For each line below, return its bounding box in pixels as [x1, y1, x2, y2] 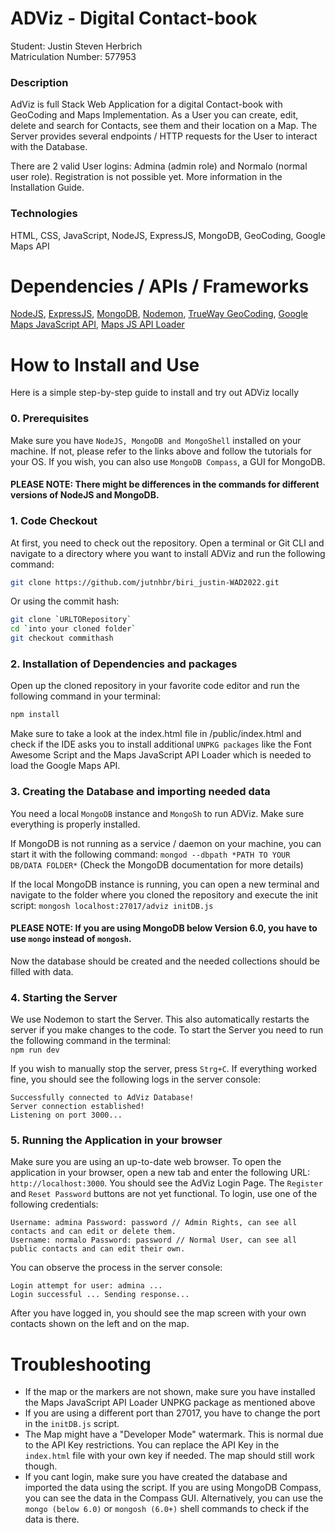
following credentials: [10, 1198, 99, 1211]
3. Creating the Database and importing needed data [10, 785, 271, 799]
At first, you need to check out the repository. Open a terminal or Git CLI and [10, 537, 325, 549]
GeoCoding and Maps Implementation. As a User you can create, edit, [10, 109, 299, 121]
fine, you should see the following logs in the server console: [10, 1073, 262, 1086]
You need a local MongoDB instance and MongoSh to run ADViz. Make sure [10, 807, 305, 819]
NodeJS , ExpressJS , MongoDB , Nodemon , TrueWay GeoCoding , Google [10, 308, 308, 320]
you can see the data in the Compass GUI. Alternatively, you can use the [24, 1492, 324, 1504]
